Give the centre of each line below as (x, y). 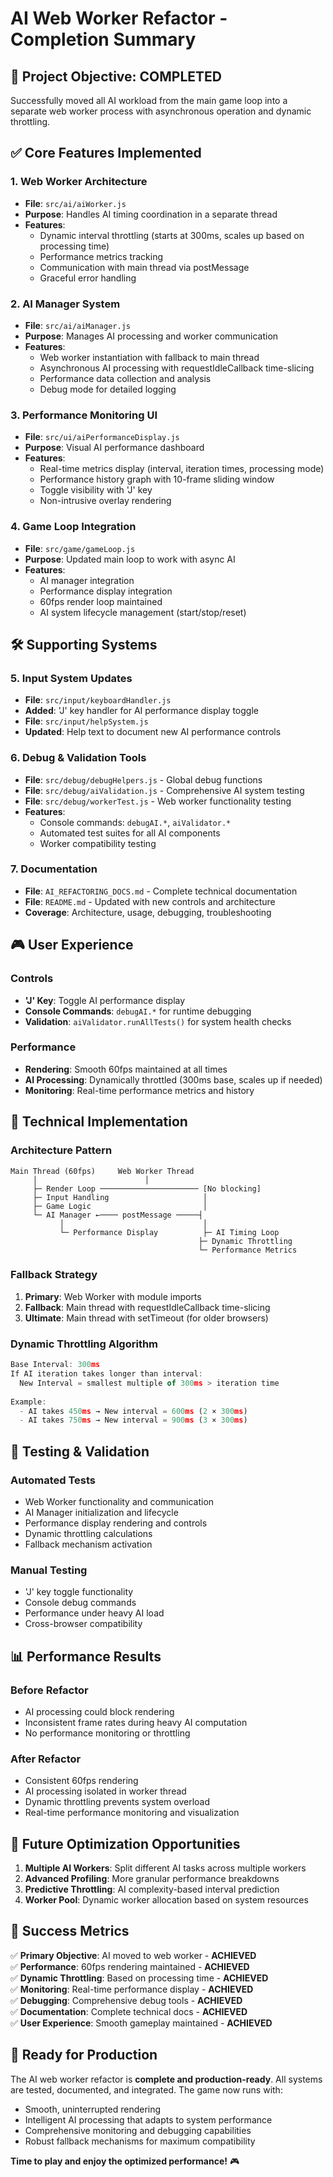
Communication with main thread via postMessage (144, 267)
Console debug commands (80, 1603)
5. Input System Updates (71, 678)
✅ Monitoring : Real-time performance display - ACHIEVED (132, 1989)
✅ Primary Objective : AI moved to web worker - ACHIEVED (133, 1955)
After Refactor (46, 1759)
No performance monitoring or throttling (107, 1733)
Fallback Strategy (54, 1275)
